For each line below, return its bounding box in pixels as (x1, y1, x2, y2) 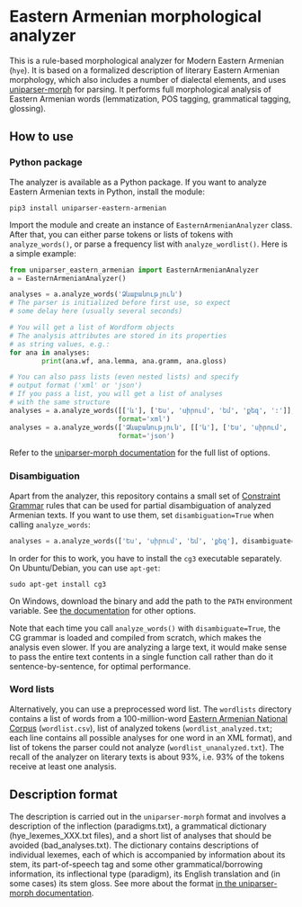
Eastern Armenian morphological (9, 6, 262, 27)
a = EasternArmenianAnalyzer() (9, 274, 127, 283)
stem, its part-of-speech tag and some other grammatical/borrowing (9, 858, 263, 869)
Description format (9, 787, 119, 803)
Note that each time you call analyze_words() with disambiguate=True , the (9, 623, 281, 633)
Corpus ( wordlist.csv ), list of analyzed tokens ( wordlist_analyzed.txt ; (9, 723, 272, 733)
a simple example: (9, 247, 76, 258)
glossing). (9, 103, 47, 113)
